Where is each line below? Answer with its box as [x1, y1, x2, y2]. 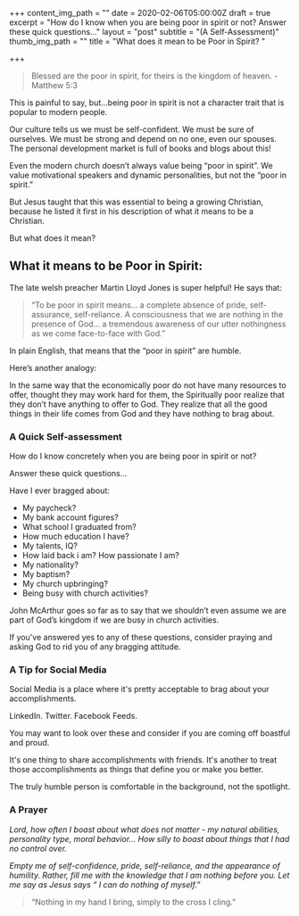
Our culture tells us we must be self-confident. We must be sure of [9, 124, 254, 135]
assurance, [30, 309, 73, 319]
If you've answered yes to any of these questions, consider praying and [9, 632, 273, 643]
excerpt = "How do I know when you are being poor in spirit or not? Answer [9, 17, 287, 28]
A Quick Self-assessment [9, 430, 122, 442]
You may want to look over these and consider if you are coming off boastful [9, 728, 291, 739]
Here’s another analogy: [9, 362, 97, 373]
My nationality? [21, 559, 79, 570]
